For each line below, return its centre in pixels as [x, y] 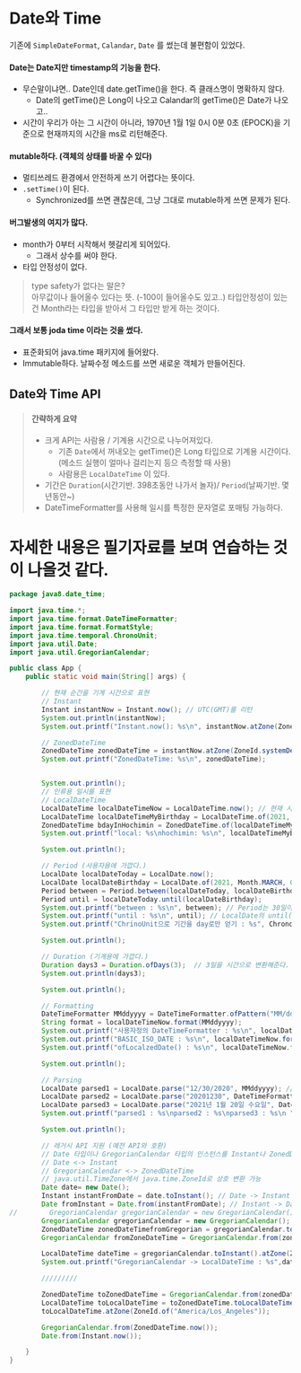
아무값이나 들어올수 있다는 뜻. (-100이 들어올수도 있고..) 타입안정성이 [151, 296]
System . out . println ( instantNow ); [104, 718]
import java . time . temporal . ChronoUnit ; [84, 635]
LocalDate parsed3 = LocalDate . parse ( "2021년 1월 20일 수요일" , [158, 1105]
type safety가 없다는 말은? [78, 286]
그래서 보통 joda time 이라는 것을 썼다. [76, 330]
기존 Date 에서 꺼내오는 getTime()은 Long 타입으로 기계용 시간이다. [174, 452]
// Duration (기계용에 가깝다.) [95, 957]
